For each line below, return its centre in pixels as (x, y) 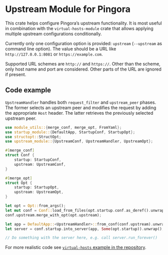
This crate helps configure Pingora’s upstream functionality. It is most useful (83, 23)
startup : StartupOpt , (36, 187)
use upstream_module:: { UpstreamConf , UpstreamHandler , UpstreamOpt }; (79, 141)
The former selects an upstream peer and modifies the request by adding (81, 107)
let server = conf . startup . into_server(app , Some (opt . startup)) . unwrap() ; (85, 229)
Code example (28, 90)
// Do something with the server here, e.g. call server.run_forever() (81, 238)
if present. (16, 74)
